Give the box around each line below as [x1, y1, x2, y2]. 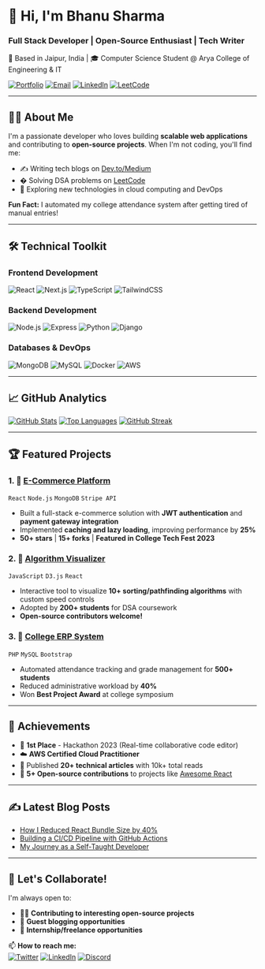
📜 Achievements [8, 720, 91, 733]
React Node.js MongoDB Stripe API [8, 494, 117, 503]
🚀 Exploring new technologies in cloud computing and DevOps [19, 184, 223, 194]
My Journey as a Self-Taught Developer [19, 842, 150, 852]
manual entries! [8, 208, 59, 218]
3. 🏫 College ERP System [8, 631, 104, 642]
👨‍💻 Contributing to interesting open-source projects [19, 908, 195, 918]
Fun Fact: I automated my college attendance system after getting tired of [8, 200, 248, 210]
